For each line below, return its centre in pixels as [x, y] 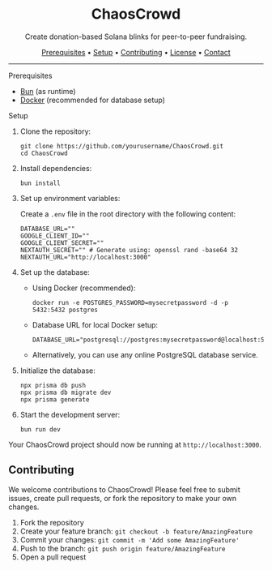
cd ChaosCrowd [44, 153]
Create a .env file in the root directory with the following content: [128, 214]
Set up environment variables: [70, 198]
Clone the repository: [55, 131]
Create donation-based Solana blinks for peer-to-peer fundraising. [136, 36]
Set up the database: [55, 272]
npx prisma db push [53, 385]
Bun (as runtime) [48, 91]
